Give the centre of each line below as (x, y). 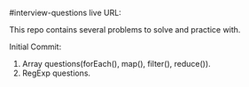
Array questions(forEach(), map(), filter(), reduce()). (116, 64)
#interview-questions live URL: (65, 13)
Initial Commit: (35, 47)
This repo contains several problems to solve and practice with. (125, 29)
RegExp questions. (56, 73)
